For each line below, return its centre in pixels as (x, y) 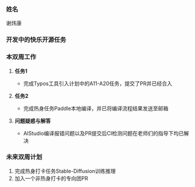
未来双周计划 (24, 157)
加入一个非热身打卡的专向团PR (51, 178)
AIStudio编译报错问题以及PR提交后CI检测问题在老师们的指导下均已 (104, 133)
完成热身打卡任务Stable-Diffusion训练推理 (65, 171)
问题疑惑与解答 (32, 121)
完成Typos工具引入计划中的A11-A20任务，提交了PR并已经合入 (98, 83)
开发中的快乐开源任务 (36, 40)
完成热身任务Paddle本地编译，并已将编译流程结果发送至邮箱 (96, 108)
